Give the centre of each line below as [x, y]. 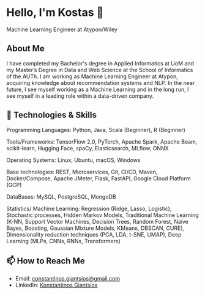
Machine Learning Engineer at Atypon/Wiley [62, 29]
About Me [25, 49]
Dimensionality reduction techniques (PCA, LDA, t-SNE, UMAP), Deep [94, 234]
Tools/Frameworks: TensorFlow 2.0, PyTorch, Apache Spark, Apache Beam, [102, 141]
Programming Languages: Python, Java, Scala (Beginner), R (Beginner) [96, 130]
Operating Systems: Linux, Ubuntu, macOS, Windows [73, 160]
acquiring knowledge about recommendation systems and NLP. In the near [101, 83]
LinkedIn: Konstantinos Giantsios [56, 285]
